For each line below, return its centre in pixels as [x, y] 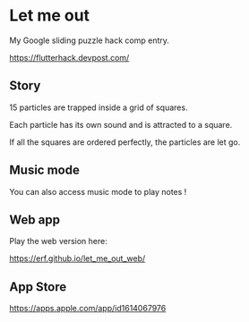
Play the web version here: [58, 241]
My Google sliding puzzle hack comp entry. [90, 40]
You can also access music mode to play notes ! [98, 191]
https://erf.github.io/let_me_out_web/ [77, 258]
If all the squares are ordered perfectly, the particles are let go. [125, 142]
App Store [38, 287]
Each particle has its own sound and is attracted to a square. [121, 124]
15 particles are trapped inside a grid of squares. [99, 107]
